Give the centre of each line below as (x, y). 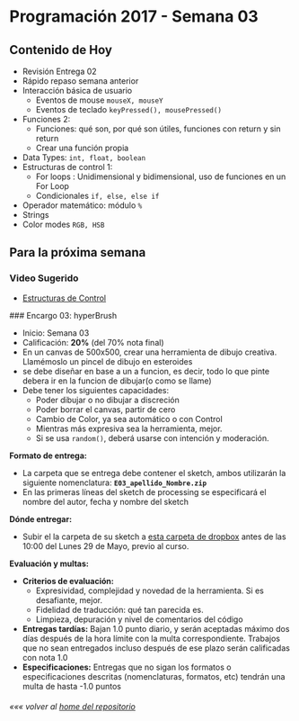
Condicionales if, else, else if (97, 196)
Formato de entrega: (48, 455)
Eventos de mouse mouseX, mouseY (99, 100)
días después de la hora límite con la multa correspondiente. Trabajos (151, 638)
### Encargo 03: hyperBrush (63, 315)
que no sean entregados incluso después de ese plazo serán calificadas (156, 648)
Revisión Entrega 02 (59, 71)
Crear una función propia (82, 148)
